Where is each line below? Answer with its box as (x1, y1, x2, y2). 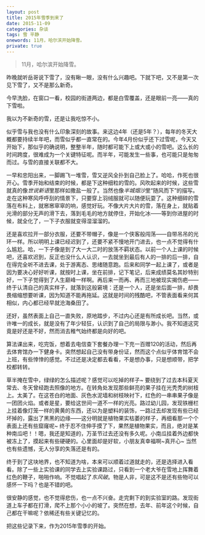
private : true (6, 43, 43, 50)
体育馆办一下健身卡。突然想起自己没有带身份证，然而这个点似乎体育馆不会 (11, 348, 199, 355)
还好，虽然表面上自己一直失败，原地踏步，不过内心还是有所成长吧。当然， (6, 312, 193, 319)
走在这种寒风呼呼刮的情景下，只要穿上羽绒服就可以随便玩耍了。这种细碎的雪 (6, 194, 199, 202)
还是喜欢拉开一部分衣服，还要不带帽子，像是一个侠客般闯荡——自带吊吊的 (6, 230, 193, 237)
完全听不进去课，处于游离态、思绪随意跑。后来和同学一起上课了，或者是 (16, 260, 199, 268)
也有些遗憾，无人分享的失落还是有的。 (6, 445, 103, 452)
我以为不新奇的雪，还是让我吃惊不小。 (6, 114, 103, 122)
